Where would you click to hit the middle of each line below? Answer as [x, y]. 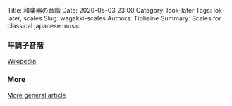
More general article [37, 95]
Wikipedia [22, 61]
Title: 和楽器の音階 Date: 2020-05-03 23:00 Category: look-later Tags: [110, 10]
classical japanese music [43, 26]
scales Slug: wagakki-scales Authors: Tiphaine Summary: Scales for [122, 18]
